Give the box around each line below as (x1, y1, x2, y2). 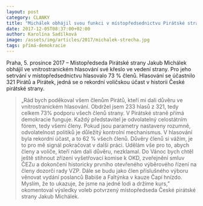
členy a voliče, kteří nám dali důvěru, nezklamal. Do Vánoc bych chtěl (21, 147, 194, 155)
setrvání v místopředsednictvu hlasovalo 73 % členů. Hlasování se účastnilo (6, 72, 195, 79)
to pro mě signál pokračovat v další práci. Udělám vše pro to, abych (21, 141, 189, 149)
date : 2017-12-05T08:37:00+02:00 (6, 25, 91, 32)
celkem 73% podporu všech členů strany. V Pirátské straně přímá (21, 109, 184, 117)
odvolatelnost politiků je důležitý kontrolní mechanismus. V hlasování (21, 128, 193, 136)
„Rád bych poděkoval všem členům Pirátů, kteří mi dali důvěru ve (21, 96, 183, 103)
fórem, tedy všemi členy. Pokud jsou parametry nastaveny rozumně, (21, 122, 191, 129)
